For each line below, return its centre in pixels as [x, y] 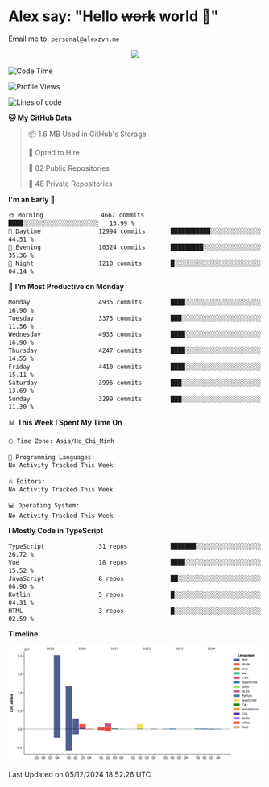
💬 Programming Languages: [52, 457]
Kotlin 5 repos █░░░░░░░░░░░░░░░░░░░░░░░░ [135, 594]
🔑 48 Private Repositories [70, 184]
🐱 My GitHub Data [40, 118]
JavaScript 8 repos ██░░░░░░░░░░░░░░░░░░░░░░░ [135, 578]
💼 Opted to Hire [54, 152]
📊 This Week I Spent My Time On [65, 422]
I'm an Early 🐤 [32, 199]
